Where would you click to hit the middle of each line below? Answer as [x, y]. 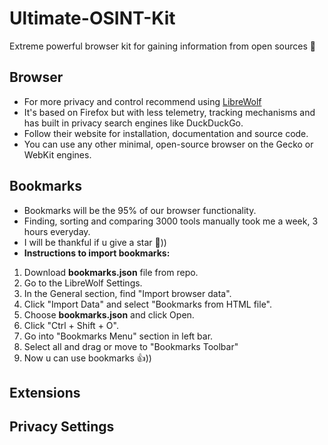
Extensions [45, 392]
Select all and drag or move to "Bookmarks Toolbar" [131, 346]
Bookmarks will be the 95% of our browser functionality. [140, 210]
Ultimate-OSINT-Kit [92, 18]
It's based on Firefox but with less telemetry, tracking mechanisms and [169, 112]
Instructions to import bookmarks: [97, 253]
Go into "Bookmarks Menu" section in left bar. [118, 336]
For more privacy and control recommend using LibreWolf [142, 101]
